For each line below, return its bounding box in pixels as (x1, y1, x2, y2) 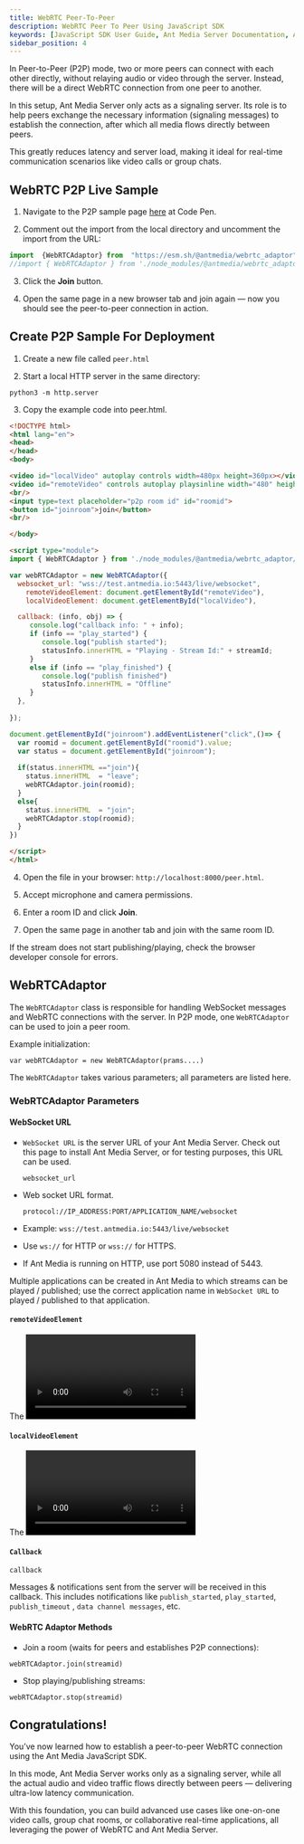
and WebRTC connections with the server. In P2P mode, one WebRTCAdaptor (9, 1011, 290, 1022)
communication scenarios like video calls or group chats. (9, 156, 222, 167)
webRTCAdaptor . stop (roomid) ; (25, 813, 136, 823)
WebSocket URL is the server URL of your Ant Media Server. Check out (22, 1136, 280, 1147)
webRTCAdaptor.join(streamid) (9, 1659, 124, 1668)
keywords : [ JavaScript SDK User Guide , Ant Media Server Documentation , (9, 30, 290, 39)
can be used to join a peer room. (9, 1021, 131, 1031)
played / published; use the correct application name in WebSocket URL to (9, 1285, 280, 1296)
